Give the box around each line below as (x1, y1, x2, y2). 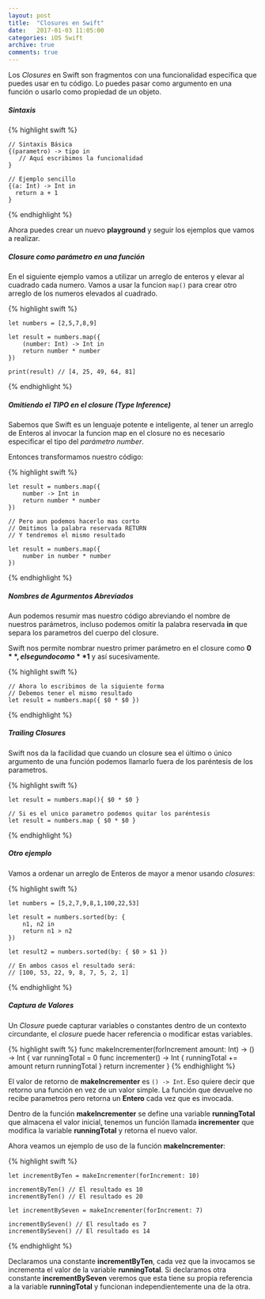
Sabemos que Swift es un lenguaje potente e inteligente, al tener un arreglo (8, 419, 254, 429)
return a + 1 (15, 189, 59, 197)
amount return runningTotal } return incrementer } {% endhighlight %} (8, 1061, 236, 1071)
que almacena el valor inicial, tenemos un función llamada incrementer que (8, 1117, 255, 1126)
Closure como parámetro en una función (8, 251, 145, 262)
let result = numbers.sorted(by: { (8, 913, 126, 921)
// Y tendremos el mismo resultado (8, 531, 126, 539)
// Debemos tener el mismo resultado (8, 689, 133, 697)
